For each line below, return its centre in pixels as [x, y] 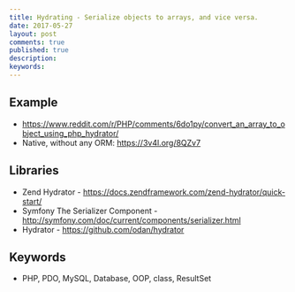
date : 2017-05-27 [41, 26]
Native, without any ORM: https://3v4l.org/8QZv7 [111, 142]
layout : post [33, 34]
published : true [39, 50]
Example [34, 103]
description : [33, 58]
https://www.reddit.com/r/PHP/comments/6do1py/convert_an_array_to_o [153, 124]
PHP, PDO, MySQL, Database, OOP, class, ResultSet [117, 279]
